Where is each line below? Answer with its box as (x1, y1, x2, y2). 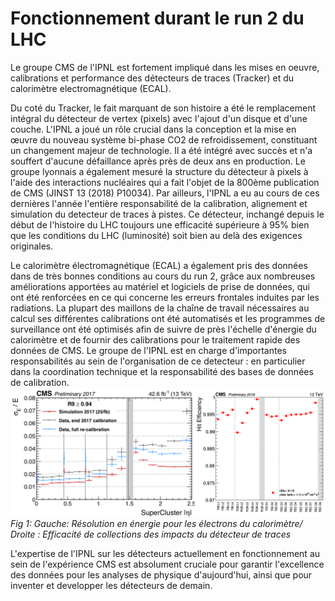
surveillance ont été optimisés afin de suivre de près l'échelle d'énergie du (10, 323, 317, 335)
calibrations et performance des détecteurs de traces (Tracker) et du (10, 72, 295, 84)
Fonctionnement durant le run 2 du (10, 7, 305, 30)
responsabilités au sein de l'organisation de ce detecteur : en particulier (10, 355, 306, 367)
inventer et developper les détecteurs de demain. (10, 579, 213, 591)
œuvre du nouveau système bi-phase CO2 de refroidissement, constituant (10, 133, 318, 146)
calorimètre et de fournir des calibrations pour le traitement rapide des (10, 333, 301, 346)
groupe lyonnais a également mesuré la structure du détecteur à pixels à (10, 165, 309, 177)
